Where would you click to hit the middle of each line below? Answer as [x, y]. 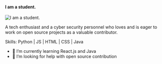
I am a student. [21, 7]
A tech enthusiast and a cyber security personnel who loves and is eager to [81, 27]
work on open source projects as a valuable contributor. [61, 32]
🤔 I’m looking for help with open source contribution [64, 57]
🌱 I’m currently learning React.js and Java [54, 51]
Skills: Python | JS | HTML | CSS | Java [44, 42]
